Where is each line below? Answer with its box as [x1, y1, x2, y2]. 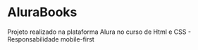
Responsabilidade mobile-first [7, 35, 95, 43]
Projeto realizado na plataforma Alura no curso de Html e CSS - [7, 27, 192, 36]
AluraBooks [7, 4, 78, 20]
